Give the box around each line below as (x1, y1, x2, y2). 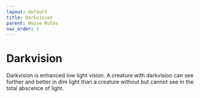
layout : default (6, 8, 47, 15)
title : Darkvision (6, 15, 53, 21)
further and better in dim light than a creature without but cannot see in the (6, 78, 194, 85)
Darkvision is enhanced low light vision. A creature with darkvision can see (6, 72, 194, 79)
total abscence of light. (6, 85, 64, 92)
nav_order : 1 (6, 25, 40, 32)
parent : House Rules (6, 20, 59, 26)
